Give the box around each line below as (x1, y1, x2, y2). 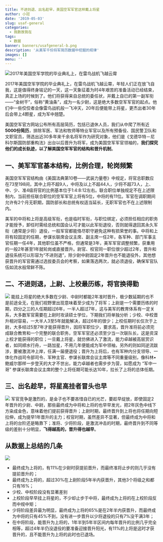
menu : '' (5, 57, 23, 62)
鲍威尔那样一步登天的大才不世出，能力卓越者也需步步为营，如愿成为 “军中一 (5, 360, 157, 366)
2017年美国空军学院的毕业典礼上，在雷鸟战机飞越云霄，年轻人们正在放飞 (5, 81, 150, 87)
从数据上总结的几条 (5, 442, 63, 450)
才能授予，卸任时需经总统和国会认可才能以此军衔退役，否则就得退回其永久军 (5, 222, 158, 228)
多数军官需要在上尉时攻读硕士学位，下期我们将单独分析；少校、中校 (17, 312, 154, 318)
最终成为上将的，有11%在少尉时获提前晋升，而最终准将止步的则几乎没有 (12, 464, 156, 471)
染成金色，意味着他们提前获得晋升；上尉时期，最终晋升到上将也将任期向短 (9, 408, 158, 414)
